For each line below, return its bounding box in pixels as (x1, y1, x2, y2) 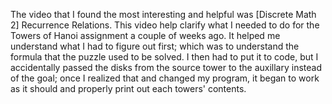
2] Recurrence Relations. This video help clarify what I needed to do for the (10, 19, 320, 31)
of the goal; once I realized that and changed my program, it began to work (10, 72, 320, 84)
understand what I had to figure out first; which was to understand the (10, 40, 300, 52)
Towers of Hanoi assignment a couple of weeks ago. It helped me (10, 30, 281, 41)
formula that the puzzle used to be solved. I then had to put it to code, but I (10, 51, 319, 63)
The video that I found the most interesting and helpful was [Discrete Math (10, 9, 317, 20)
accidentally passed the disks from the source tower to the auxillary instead (10, 62, 322, 73)
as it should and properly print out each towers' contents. (10, 83, 247, 94)
